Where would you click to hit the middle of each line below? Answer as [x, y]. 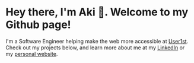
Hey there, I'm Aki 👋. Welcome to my [97, 12]
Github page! [39, 25]
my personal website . [32, 53]
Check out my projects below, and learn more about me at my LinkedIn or [95, 48]
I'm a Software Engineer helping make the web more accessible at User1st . [97, 41]
